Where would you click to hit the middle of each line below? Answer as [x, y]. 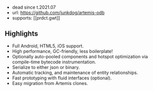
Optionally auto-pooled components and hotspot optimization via [80, 56]
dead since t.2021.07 [34, 7]
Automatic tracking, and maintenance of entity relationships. [75, 72]
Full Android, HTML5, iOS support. [48, 46]
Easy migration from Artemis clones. [50, 83]
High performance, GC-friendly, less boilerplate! [62, 51]
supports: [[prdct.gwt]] [36, 18]
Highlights [22, 34]
